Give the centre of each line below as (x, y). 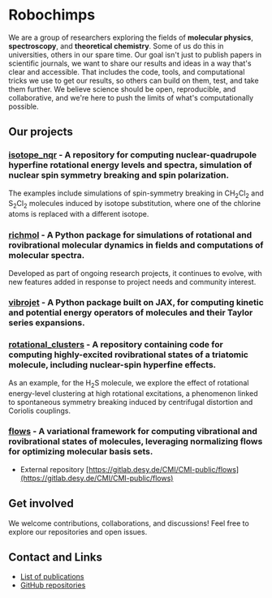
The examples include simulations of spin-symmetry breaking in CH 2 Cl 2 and (136, 194)
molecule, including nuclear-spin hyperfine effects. (112, 365)
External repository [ (54, 469)
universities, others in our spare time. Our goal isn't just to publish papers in (135, 54)
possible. (24, 106)
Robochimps (52, 15)
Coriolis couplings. (40, 411)
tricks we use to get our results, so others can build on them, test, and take (134, 80)
